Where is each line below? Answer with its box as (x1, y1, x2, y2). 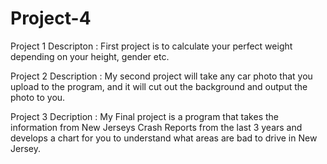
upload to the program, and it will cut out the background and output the (10, 80, 308, 92)
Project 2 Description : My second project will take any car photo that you (10, 70, 313, 82)
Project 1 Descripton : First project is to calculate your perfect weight (10, 40, 293, 52)
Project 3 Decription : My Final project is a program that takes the (10, 110, 279, 122)
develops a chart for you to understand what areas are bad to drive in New (10, 132, 318, 144)
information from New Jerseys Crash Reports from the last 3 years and (10, 121, 303, 133)
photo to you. (10, 91, 66, 103)
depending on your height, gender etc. (10, 50, 170, 62)
